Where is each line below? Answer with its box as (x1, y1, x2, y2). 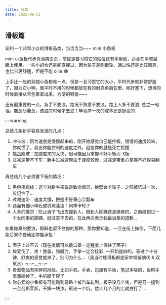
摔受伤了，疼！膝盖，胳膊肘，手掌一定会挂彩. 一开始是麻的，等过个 (12, 248, 149, 255)
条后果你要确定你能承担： (5, 232, 57, 238)
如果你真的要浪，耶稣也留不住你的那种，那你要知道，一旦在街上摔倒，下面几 (5, 225, 161, 231)
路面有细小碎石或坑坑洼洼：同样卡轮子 (12, 203, 90, 209)
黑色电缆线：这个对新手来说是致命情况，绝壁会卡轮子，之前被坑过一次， (12, 184, 160, 190)
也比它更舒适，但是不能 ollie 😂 (5, 68, 69, 74)
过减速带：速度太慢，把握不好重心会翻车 (12, 196, 95, 203)
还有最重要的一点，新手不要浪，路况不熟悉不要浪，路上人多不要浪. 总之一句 (5, 102, 159, 108)
